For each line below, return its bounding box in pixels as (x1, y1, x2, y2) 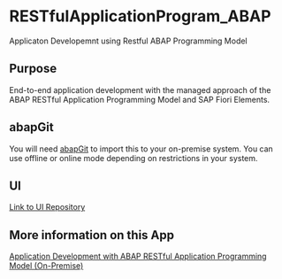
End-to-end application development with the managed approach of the (9, 84, 271, 95)
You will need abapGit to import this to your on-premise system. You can (9, 143, 274, 154)
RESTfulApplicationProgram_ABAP (9, 6, 271, 27)
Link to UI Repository (9, 202, 86, 213)
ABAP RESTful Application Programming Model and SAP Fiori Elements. (9, 94, 271, 105)
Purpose (9, 61, 57, 76)
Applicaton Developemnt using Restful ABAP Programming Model (9, 35, 248, 46)
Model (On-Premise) (9, 260, 84, 271)
